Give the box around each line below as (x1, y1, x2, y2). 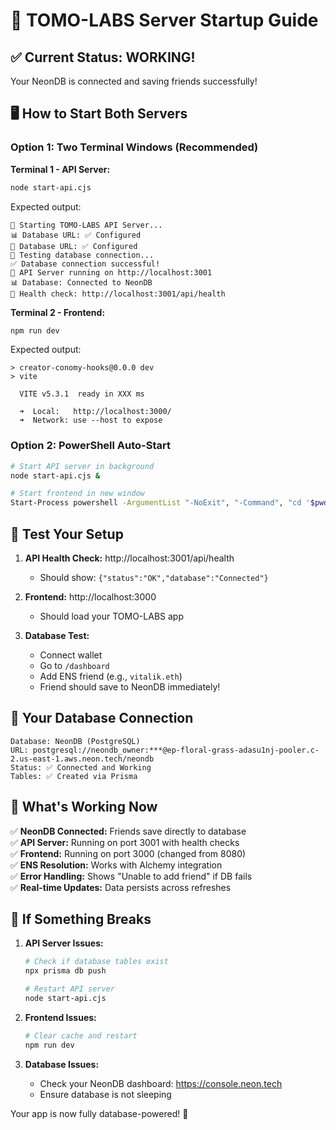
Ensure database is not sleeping (39, 1088, 172, 1100)
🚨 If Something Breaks (10, 911, 152, 928)
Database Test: (24, 630, 90, 642)
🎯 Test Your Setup (10, 525, 124, 543)
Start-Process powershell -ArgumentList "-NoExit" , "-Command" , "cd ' (10, 498, 311, 508)
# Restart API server (24, 984, 115, 994)
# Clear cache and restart (24, 1030, 138, 1041)
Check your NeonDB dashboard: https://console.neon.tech (39, 1077, 283, 1089)
